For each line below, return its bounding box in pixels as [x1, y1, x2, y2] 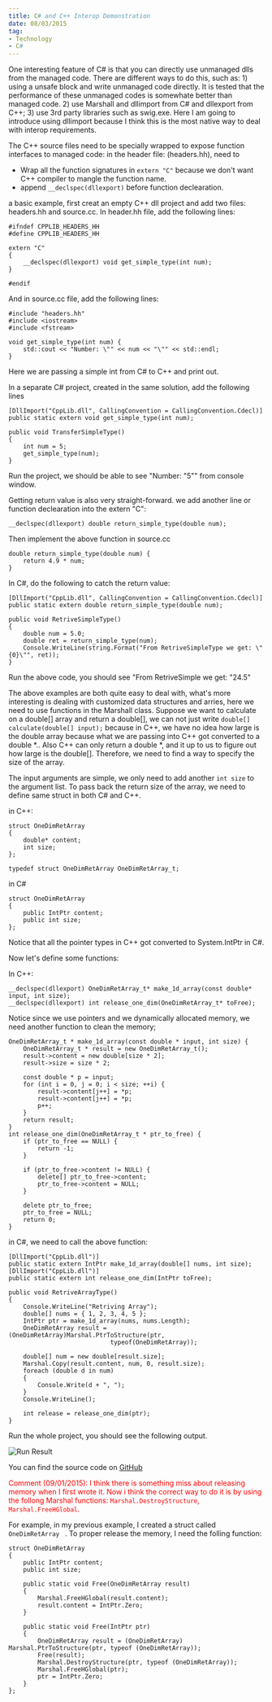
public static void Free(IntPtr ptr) [23, 1623, 151, 1631]
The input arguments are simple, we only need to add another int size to [8, 773, 254, 783]
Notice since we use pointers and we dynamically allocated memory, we [8, 1013, 250, 1023]
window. [8, 479, 37, 489]
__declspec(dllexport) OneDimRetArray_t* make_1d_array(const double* [8, 985, 253, 993]
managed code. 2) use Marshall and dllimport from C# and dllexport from [8, 99, 253, 109]
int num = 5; [23, 443, 67, 451]
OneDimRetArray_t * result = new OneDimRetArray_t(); [23, 1045, 209, 1053]
